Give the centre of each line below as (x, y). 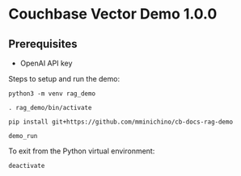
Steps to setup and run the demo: (64, 79)
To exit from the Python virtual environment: (82, 151)
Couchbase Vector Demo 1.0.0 (113, 14)
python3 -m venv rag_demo (52, 94)
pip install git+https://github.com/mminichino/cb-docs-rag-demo (120, 122)
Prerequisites (43, 44)
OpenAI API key (46, 63)
